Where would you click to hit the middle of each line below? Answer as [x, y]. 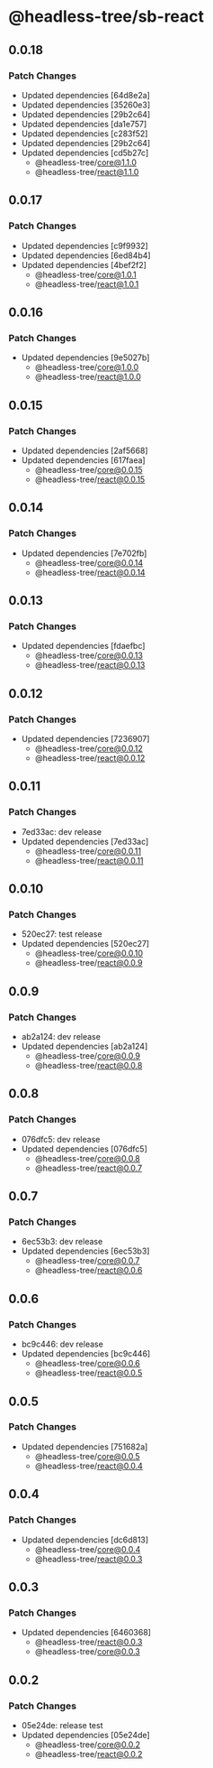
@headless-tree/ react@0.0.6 [89, 1271]
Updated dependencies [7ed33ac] [85, 841]
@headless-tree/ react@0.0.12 [90, 758]
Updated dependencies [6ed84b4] [86, 255]
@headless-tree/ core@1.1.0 [85, 162]
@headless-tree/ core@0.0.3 [87, 1652]
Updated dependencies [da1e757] [84, 124]
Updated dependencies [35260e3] [85, 105]
